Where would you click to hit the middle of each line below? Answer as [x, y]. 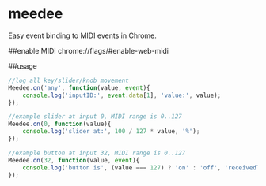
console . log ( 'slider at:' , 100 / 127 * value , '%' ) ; [111, 132]
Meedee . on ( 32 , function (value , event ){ [74, 160]
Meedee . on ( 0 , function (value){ [60, 124]
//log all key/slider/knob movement [68, 80]
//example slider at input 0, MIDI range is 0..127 [95, 117]
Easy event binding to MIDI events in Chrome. [82, 35]
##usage [23, 66]
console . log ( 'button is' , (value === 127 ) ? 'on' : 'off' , [122, 167]
